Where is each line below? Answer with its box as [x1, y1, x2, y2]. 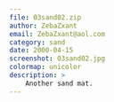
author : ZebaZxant [9, 21, 77, 30]
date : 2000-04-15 [9, 46, 74, 55]
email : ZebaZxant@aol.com [9, 29, 105, 38]
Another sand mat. [25, 79, 94, 88]
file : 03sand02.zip [9, 12, 82, 22]
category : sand [9, 37, 66, 47]
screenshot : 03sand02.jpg [9, 54, 105, 63]
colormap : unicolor [9, 63, 82, 72]
